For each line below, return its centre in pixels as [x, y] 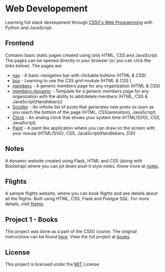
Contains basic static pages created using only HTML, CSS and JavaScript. [82, 55]
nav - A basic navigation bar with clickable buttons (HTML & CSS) [79, 75]
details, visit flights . [25, 204]
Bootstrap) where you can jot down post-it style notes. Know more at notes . [82, 166]
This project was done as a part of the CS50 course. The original [71, 231]
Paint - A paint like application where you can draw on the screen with [83, 128]
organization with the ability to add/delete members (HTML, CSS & [80, 96]
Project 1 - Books [32, 219]
